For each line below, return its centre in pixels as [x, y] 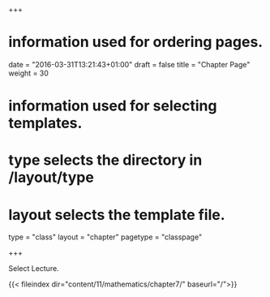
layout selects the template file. [117, 215]
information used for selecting [113, 106]
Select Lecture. [34, 269]
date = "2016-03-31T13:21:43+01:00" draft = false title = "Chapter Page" [129, 64]
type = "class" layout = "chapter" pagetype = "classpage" [105, 237]
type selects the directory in [105, 160]
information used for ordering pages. [136, 42]
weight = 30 [28, 73]
